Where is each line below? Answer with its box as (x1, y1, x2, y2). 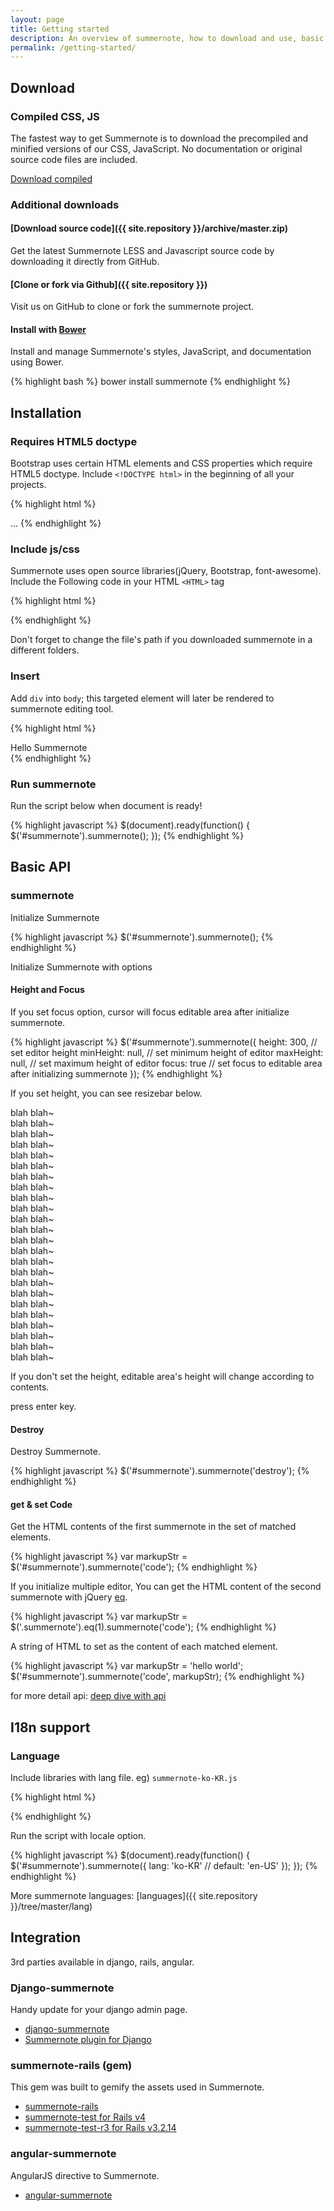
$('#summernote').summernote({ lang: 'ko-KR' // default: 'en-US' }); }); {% (10, 1860, 318, 1872)
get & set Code (10, 1498, 73, 1510)
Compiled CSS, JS (10, 109, 100, 123)
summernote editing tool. (10, 702, 114, 715)
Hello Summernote (10, 741, 88, 753)
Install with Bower (10, 323, 87, 335)
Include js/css (10, 542, 80, 556)
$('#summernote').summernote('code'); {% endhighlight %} (10, 1561, 258, 1573)
